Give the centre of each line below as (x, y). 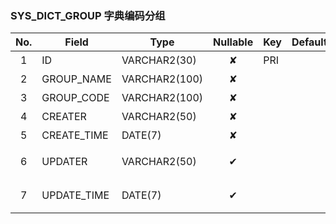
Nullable (233, 42)
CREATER (64, 117)
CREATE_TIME (75, 135)
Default (309, 42)
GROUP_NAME (76, 79)
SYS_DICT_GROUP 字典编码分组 (88, 15)
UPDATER (64, 162)
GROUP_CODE (75, 98)
